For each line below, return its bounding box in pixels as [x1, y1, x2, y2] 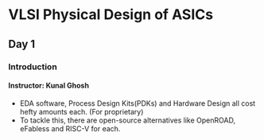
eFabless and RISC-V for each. [19, 123, 121, 133]
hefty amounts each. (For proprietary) [19, 107, 144, 116]
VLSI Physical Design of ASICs [8, 6, 213, 24]
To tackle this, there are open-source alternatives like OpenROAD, [19, 115, 236, 125]
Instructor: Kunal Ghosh [8, 81, 90, 91]
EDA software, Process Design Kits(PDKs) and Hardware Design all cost [19, 98, 256, 108]
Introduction [8, 61, 57, 72]
